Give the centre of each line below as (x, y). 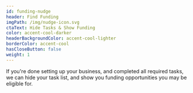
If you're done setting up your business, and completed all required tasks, (95, 71)
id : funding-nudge (28, 11)
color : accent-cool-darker (39, 33)
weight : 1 (18, 55)
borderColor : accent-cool (37, 44)
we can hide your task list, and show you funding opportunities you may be (96, 77)
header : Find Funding (32, 17)
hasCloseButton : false (34, 49)
